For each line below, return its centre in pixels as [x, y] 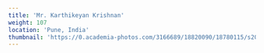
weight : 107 [27, 23]
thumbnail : [26, 37]
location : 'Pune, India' [49, 30]
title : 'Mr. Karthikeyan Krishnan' [66, 15]
